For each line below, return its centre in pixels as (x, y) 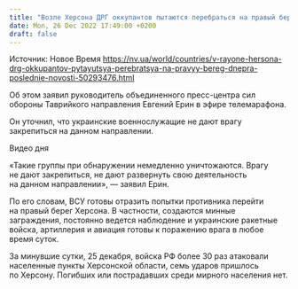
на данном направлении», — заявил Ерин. (90, 184)
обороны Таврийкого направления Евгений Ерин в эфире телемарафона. (148, 105)
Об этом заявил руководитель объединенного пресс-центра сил (133, 95)
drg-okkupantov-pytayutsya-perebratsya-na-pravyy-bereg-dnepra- (133, 68)
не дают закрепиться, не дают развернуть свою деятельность (128, 175)
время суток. (34, 239)
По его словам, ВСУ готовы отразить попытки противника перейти (137, 201)
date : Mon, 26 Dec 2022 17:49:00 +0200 (83, 26)
